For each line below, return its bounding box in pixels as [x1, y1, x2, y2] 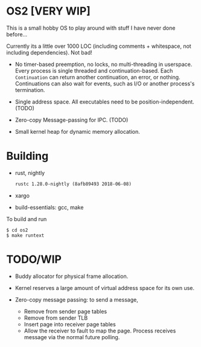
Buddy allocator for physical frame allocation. [14, 273, 129, 280]
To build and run [6, 215, 47, 222]
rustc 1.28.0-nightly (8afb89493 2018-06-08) [14, 180, 132, 187]
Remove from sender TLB [24, 314, 88, 322]
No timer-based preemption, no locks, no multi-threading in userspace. [14, 61, 193, 68]
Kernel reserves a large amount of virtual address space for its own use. [14, 284, 195, 291]
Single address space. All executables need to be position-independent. [14, 98, 194, 105]
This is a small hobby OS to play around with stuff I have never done [6, 24, 176, 31]
